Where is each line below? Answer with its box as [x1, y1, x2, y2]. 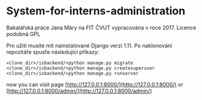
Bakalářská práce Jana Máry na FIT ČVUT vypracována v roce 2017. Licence [6, 24, 197, 31]
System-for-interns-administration [6, 4, 186, 18]
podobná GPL [6, 30, 40, 37]
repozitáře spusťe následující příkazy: [6, 48, 99, 55]
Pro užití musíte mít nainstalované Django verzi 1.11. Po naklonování [6, 42, 172, 49]
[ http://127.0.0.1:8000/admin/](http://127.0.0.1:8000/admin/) [6, 87, 153, 94]
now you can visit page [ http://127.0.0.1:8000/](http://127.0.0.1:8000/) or [6, 81, 184, 88]
